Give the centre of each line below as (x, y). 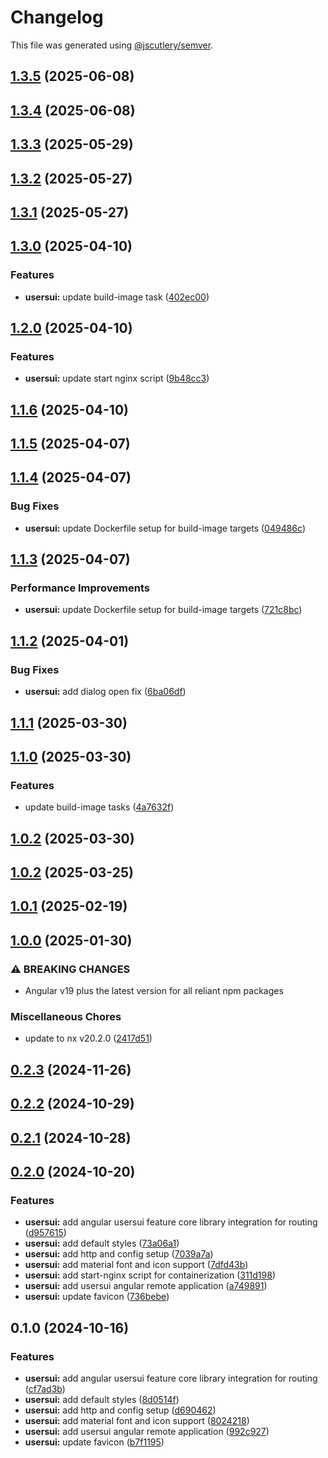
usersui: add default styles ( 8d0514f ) (102, 1399)
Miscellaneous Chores (66, 1016)
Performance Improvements (80, 588)
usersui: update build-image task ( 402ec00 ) (117, 297)
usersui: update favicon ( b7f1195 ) (94, 1442)
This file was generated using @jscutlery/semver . (112, 45)
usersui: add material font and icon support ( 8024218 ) (137, 1420)
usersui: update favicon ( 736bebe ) (97, 1297)
